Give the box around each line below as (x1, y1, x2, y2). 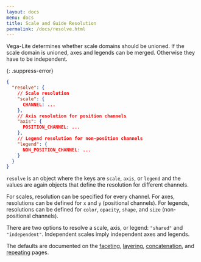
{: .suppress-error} (6, 67, 54, 75)
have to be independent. (6, 55, 68, 63)
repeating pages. (6, 249, 49, 256)
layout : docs (6, 9, 40, 15)
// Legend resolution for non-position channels (17, 136, 143, 142)
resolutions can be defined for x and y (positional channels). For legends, (6, 199, 190, 207)
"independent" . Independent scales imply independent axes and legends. (6, 230, 190, 238)
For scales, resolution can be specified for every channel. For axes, (6, 193, 175, 201)
